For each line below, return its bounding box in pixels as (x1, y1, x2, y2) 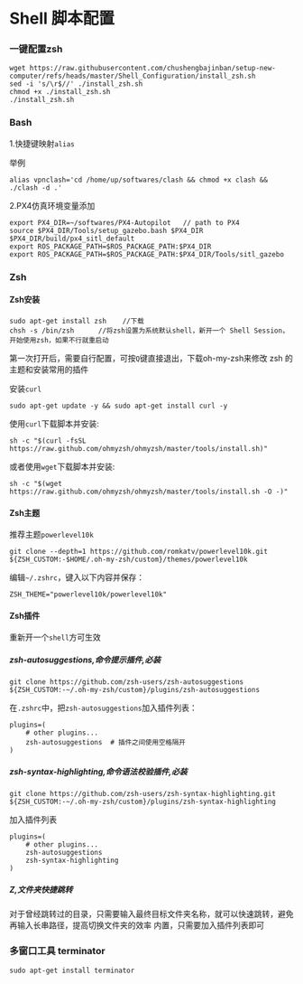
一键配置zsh (9, 42, 63, 55)
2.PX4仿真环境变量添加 (9, 200, 96, 211)
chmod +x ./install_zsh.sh (9, 88, 111, 97)
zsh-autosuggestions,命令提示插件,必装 (9, 654, 161, 665)
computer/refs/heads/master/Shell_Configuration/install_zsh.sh (9, 71, 256, 81)
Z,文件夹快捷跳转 (9, 884, 73, 895)
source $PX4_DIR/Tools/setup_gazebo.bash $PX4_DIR (9, 226, 204, 235)
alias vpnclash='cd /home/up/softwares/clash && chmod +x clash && (9, 175, 269, 184)
